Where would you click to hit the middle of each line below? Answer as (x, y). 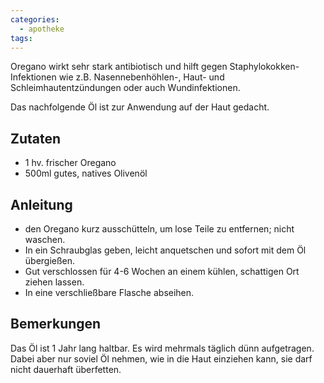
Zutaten (36, 138)
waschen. (45, 239)
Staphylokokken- (264, 67)
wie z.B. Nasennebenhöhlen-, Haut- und (141, 77)
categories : (35, 19)
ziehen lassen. (54, 282)
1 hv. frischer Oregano (70, 163)
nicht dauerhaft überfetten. (66, 369)
